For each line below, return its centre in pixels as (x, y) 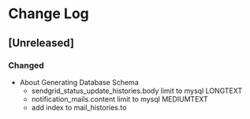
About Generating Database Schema (79, 82)
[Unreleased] (41, 43)
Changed (26, 65)
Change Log (49, 14)
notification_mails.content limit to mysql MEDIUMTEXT (120, 99)
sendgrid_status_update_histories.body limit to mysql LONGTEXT (137, 91)
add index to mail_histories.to (79, 107)
